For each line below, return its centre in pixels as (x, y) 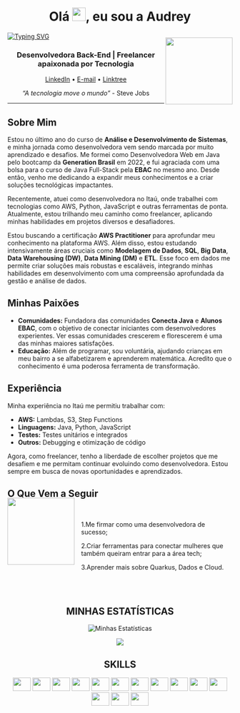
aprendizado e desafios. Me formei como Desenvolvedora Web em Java (114, 155)
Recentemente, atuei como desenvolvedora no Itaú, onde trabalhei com (112, 199)
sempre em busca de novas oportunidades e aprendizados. (95, 471)
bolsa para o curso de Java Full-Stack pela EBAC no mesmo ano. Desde (114, 170)
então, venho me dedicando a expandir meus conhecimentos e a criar (110, 178)
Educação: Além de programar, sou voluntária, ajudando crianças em (120, 350)
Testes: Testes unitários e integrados (72, 435)
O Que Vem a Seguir (53, 494)
